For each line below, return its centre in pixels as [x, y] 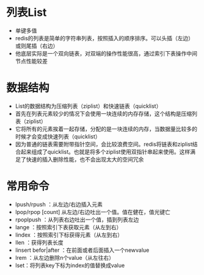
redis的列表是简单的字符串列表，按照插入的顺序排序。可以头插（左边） [104, 38]
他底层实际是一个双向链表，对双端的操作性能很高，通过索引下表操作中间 [106, 53]
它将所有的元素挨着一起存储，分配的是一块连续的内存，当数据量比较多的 [106, 129]
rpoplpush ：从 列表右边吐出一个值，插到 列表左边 [77, 220]
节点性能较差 [31, 61]
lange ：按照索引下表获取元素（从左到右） [68, 227]
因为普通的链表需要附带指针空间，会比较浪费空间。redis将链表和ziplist [104, 144]
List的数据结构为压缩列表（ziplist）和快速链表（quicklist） [88, 106]
